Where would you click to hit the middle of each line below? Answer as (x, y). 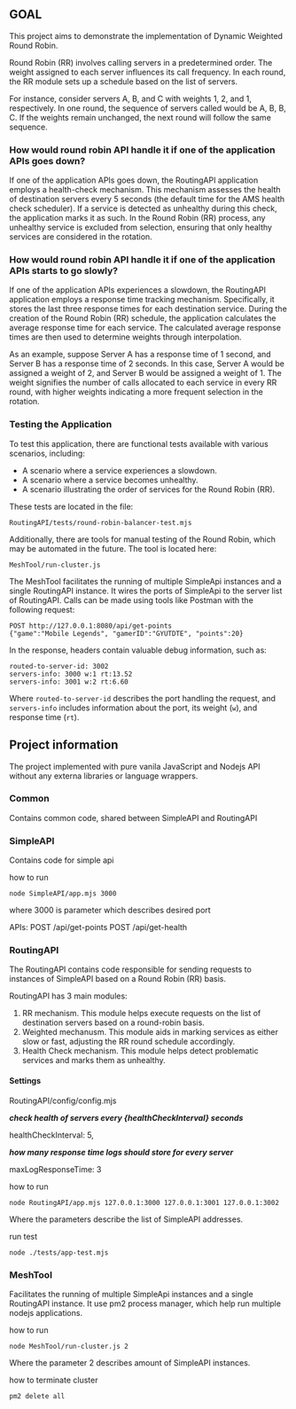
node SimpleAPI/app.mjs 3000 (63, 894)
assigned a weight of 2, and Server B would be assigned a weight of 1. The (145, 373)
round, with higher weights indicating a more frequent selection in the (136, 392)
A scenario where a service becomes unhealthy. (110, 480)
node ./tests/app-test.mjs (59, 1252)
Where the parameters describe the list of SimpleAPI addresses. (126, 1219)
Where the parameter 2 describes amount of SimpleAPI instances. (130, 1362)
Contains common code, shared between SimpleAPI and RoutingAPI (133, 818)
